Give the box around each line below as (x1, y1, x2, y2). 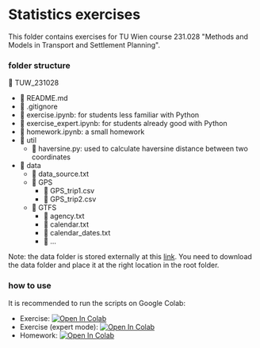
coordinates (31, 152, 71, 162)
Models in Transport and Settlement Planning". (8, 40, 161, 49)
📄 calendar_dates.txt (43, 228, 111, 238)
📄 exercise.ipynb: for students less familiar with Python (19, 110, 200, 120)
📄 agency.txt (43, 212, 85, 221)
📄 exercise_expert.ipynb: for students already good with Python (19, 119, 227, 128)
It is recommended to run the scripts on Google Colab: (8, 298, 186, 308)
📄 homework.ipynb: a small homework (19, 127, 145, 136)
